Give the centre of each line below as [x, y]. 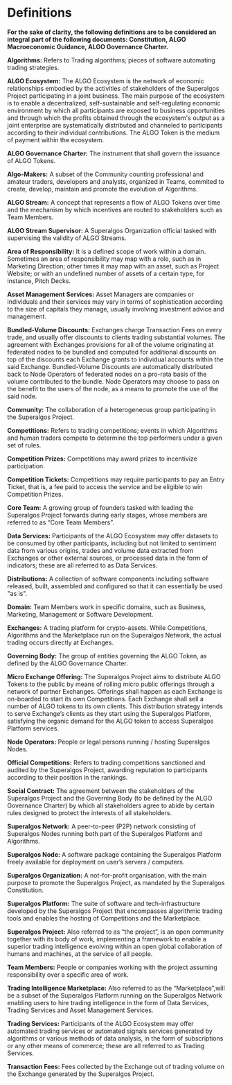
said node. [22, 396]
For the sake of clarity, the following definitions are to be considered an [112, 32]
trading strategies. [33, 67]
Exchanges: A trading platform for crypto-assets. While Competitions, [107, 627]
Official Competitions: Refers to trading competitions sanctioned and [106, 762]
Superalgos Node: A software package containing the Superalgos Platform [114, 854]
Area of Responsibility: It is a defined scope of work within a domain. [107, 251]
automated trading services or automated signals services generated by [110, 1031]
